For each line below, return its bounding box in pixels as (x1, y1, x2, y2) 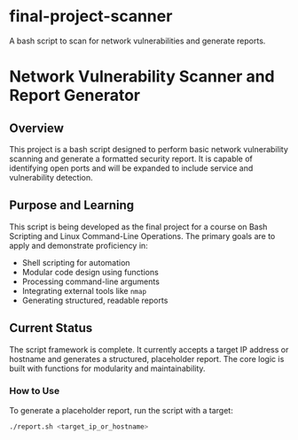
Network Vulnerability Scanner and (9, 66, 275, 87)
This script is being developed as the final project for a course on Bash (9, 221, 268, 232)
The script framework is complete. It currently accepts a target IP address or (9, 344, 289, 355)
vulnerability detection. (9, 172, 93, 182)
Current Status (9, 320, 93, 336)
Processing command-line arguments (21, 276, 160, 287)
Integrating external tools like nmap (21, 285, 147, 296)
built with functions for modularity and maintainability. (9, 363, 206, 374)
